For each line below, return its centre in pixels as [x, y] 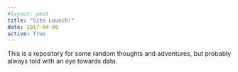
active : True [27, 34]
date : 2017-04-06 [33, 27]
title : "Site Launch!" [41, 20]
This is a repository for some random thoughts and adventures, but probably [119, 54]
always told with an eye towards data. [63, 61]
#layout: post [28, 14]
